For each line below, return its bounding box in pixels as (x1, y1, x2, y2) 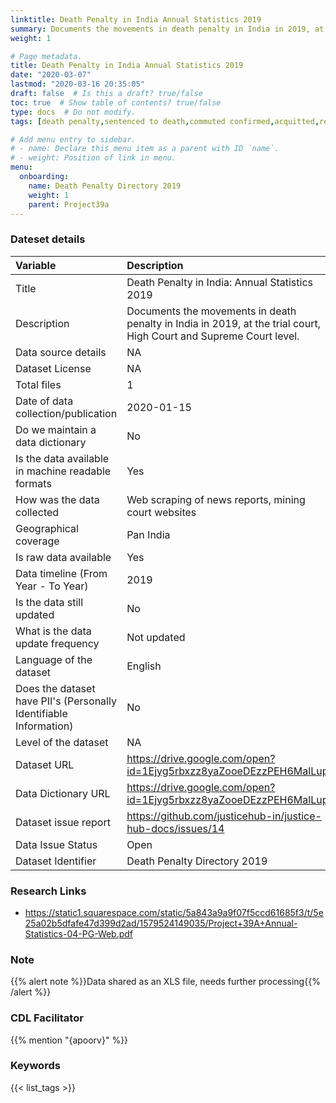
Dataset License (15, 361, 92, 375)
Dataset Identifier (15, 854, 97, 868)
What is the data (15, 624, 92, 638)
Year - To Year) (15, 579, 89, 593)
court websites (126, 505, 197, 519)
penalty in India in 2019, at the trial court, (126, 316, 321, 330)
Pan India (126, 527, 171, 541)
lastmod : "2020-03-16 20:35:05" (10, 79, 145, 90)
